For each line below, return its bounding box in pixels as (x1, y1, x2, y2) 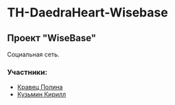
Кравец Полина (16, 83, 63, 91)
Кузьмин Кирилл (16, 91, 67, 99)
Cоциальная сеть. (7, 50, 60, 58)
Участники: (7, 67, 48, 77)
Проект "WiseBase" (7, 32, 97, 44)
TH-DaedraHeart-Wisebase (7, 5, 168, 21)
